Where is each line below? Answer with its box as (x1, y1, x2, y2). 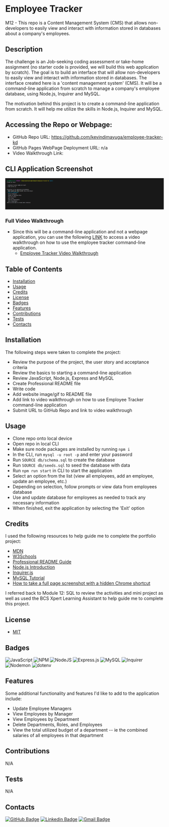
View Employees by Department (12, 716, 79, 722)
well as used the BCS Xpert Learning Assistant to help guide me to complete (5, 595, 163, 601)
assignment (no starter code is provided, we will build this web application (5, 64, 159, 70)
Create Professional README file (12, 380, 81, 386)
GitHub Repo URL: (12, 134, 50, 140)
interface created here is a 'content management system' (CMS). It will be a (5, 80, 162, 86)
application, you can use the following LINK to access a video (12, 234, 140, 240)
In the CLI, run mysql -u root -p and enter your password (12, 451, 132, 457)
